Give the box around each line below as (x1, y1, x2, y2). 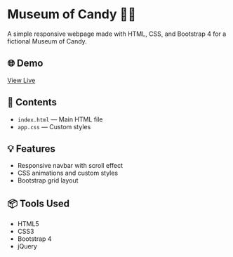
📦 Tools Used (7, 197, 70, 209)
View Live (7, 76, 36, 84)
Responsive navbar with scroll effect (17, 162, 123, 170)
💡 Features (7, 143, 56, 154)
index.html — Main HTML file (17, 115, 103, 124)
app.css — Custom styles (17, 122, 91, 131)
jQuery (17, 242, 37, 251)
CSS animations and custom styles (17, 169, 119, 178)
